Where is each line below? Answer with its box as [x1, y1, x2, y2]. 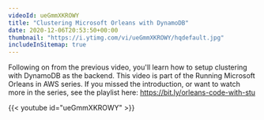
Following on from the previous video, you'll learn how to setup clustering [8, 62, 247, 72]
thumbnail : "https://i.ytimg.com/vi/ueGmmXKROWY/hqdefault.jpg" [8, 33, 224, 42]
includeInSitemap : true [8, 41, 87, 49]
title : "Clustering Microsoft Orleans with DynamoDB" [8, 19, 190, 27]
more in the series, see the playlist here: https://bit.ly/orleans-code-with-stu [8, 88, 255, 97]
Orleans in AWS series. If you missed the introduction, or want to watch [8, 80, 241, 89]
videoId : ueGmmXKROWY [8, 11, 80, 20]
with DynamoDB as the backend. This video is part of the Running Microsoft [8, 71, 255, 81]
